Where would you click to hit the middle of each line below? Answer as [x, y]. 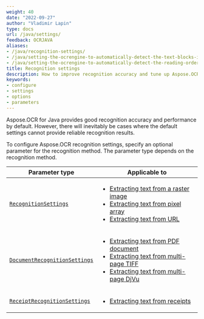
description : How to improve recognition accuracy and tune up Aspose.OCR [103, 74]
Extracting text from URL [145, 219]
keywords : [19, 80]
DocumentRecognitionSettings [51, 260]
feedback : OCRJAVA [29, 40]
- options [19, 97]
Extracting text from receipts [150, 301]
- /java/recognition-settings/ [46, 52]
